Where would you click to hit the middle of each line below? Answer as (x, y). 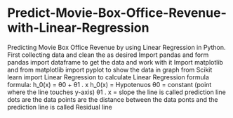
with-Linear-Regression (78, 28)
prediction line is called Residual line (60, 107)
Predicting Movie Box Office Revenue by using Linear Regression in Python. (116, 47)
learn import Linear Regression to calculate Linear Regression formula (108, 77)
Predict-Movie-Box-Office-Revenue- (117, 13)
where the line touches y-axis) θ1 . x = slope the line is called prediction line (116, 92)
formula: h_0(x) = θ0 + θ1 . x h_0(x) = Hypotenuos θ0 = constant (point (109, 84)
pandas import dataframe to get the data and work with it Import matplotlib (115, 62)
